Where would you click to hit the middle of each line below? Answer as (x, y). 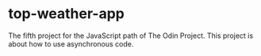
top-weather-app (66, 14)
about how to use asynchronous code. (71, 43)
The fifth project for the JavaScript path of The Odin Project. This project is (131, 35)
